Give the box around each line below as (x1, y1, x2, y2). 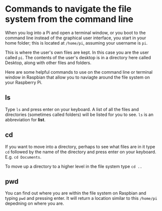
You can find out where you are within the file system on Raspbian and (5, 190, 146, 196)
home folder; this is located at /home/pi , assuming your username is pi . (5, 40, 148, 46)
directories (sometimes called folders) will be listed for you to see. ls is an (5, 112, 154, 117)
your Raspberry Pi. (5, 79, 43, 85)
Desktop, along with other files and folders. (5, 60, 91, 65)
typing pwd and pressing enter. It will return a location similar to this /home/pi (5, 195, 158, 201)
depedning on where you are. (5, 200, 64, 207)
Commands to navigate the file (5, 3, 132, 15)
